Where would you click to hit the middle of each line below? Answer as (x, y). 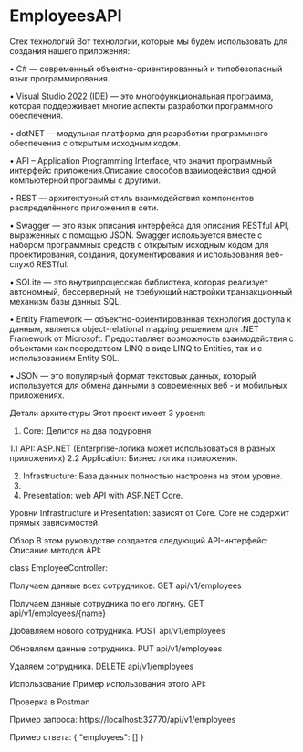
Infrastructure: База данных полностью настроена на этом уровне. (152, 476)
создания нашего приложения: (70, 50)
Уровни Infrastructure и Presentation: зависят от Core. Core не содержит (149, 512)
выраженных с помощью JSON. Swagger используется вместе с (136, 235)
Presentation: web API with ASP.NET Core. (103, 495)
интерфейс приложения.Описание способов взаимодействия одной (143, 170)
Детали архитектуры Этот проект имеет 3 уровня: (108, 413)
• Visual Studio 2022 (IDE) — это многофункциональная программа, (141, 96)
